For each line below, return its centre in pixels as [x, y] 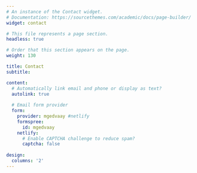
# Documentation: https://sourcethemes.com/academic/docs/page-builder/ [99, 17]
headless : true [25, 40]
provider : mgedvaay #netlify [53, 116]
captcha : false [41, 144]
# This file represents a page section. [57, 34]
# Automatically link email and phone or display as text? [87, 88]
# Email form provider [40, 105]
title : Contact [25, 66]
